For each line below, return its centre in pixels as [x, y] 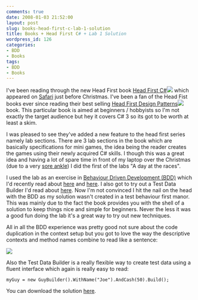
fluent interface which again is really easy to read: [68, 269]
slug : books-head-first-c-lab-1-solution [58, 28]
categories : [21, 45]
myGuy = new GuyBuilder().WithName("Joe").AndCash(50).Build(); [88, 280]
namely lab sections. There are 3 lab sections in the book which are [89, 141]
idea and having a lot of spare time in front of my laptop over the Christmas [98, 160]
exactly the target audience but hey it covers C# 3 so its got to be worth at [98, 116]
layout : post [22, 23]
